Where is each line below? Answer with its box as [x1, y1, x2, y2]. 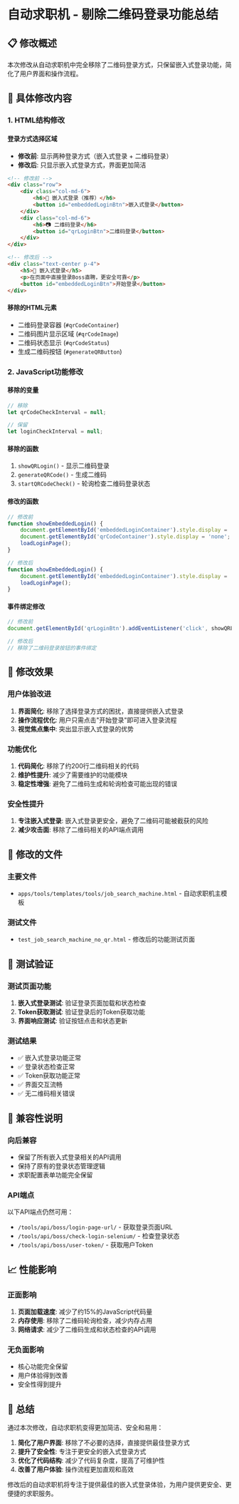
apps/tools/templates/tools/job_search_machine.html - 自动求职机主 [17, 889, 222, 897]
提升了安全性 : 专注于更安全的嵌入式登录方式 [17, 1447, 147, 1456]
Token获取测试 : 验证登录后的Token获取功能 [17, 1007, 146, 1016]
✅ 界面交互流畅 [17, 1081, 63, 1089]
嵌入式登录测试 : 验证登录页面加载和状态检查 [17, 999, 147, 1007]
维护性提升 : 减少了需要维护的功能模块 [17, 771, 128, 779]
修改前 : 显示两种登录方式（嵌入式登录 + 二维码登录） [17, 151, 173, 160]
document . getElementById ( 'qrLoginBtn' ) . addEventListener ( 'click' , [7, 625, 208, 632]
